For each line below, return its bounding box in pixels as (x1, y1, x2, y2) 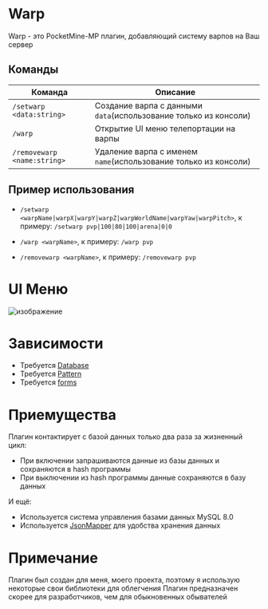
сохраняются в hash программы (19, 465, 132, 474)
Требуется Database (19, 361, 89, 370)
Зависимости (8, 334, 104, 352)
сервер (8, 39, 33, 49)
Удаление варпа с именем (94, 145, 198, 156)
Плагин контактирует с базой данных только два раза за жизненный (8, 432, 243, 441)
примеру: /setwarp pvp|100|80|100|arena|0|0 (19, 221, 173, 231)
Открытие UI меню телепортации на (94, 123, 236, 134)
